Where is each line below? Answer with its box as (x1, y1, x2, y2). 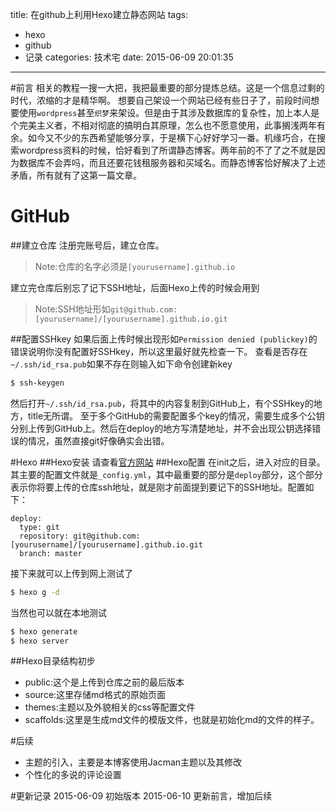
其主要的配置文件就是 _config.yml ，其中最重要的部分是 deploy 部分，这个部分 (10, 468, 323, 480)
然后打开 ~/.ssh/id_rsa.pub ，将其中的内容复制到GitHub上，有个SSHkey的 (10, 397, 314, 409)
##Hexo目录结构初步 (10, 655, 96, 667)
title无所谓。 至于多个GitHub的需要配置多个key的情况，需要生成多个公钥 (27, 409, 325, 422)
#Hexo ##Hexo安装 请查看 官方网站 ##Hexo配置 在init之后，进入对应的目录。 (10, 456, 326, 468)
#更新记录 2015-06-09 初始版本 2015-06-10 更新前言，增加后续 (10, 790, 273, 802)
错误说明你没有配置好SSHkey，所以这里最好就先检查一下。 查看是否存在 (10, 345, 308, 357)
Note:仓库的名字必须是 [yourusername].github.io (34, 260, 236, 272)
